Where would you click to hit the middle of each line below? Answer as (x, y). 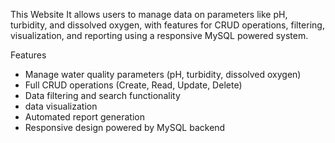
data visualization (61, 106)
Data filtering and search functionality (102, 95)
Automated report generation (84, 117)
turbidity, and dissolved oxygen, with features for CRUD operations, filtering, (167, 25)
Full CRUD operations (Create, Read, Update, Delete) (133, 85)
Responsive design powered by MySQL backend (125, 127)
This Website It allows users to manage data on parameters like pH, (149, 14)
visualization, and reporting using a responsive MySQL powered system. (159, 35)
